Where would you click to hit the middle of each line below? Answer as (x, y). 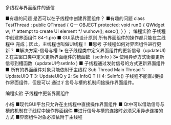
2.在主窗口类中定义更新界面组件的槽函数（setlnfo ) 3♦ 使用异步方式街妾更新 (85, 57)
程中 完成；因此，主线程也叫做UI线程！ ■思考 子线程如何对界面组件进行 (81, 44)
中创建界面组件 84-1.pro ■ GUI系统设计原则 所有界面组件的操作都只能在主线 (86, 38)
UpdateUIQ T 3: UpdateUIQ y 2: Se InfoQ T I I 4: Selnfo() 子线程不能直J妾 (82, 76)
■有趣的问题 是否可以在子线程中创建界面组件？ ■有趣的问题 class (75, 18)
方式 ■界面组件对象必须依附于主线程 (44, 117)
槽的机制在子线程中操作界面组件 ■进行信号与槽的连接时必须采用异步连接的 (84, 111)
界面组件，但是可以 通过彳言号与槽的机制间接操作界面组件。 (73, 82)
